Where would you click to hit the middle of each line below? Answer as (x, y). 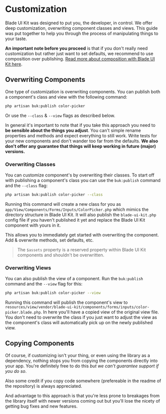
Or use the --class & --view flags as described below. (60, 116)
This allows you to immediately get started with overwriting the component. (82, 235)
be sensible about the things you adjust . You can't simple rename (73, 130)
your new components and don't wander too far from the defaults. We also (82, 141)
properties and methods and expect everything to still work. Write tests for (81, 135)
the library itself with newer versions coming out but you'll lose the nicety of (83, 401)
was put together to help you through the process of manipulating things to (82, 33)
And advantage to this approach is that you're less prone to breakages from (83, 396)
